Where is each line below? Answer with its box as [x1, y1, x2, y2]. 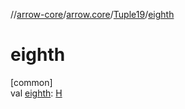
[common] [10, 76, 53, 88]
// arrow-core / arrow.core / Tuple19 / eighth [10, 9, 175, 20]
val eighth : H [10, 87, 63, 99]
